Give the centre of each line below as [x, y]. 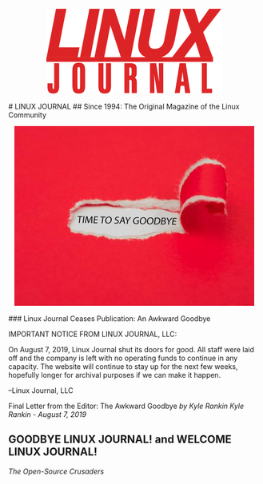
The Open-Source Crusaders [56, 471]
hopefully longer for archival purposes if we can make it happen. [115, 375]
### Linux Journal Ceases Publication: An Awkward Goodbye [110, 319]
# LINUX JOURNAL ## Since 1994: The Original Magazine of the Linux [124, 106]
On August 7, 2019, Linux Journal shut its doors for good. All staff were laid [131, 349]
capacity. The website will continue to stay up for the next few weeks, [123, 367]
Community [27, 115]
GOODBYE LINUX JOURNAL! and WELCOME [120, 440]
